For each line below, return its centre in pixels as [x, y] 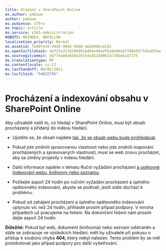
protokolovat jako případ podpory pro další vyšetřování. [62, 243]
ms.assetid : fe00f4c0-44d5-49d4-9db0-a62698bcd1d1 [58, 46]
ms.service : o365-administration [40, 33]
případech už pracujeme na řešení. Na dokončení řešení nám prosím [82, 212]
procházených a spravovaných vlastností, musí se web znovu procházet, [86, 152]
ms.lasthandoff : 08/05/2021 [34, 70]
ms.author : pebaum [24, 14]
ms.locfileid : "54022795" [32, 74]
